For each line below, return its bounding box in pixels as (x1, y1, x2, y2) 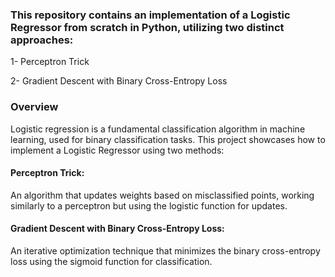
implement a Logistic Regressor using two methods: (10, 144, 225, 156)
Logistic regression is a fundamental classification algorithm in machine (10, 123, 306, 135)
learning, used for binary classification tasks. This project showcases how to (10, 133, 326, 145)
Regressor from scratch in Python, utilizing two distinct (10, 20, 285, 34)
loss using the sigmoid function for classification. (10, 256, 213, 267)
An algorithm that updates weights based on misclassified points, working (10, 189, 315, 201)
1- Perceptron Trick (10, 56, 90, 68)
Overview (10, 100, 59, 114)
